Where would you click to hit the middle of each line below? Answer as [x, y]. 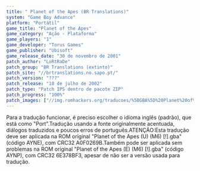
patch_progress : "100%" [36, 95]
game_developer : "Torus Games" [45, 45]
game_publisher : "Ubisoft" [40, 51]
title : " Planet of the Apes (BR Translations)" [68, 12]
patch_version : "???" [33, 78]
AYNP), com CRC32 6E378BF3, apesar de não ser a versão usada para [93, 155]
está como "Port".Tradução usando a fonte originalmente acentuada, [90, 123]
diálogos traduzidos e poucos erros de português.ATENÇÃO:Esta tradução [98, 130]
